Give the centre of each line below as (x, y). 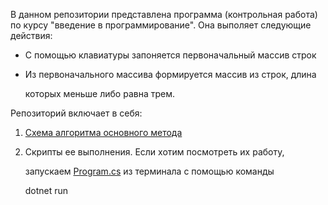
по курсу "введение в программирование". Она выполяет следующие (161, 25)
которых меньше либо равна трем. (99, 93)
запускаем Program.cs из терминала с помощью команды (149, 171)
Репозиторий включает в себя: (76, 113)
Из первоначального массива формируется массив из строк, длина (170, 74)
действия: (31, 35)
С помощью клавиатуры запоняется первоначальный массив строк (170, 55)
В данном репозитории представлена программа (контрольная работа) (164, 14)
